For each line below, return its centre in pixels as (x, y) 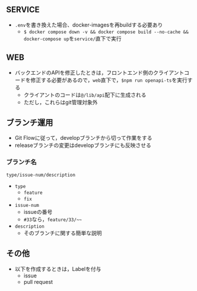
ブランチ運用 (30, 123)
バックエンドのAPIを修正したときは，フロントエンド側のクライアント (99, 72)
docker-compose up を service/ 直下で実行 (72, 39)
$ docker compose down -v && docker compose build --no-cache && (106, 32)
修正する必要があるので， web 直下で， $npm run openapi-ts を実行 (109, 80)
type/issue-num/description (41, 175)
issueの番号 (38, 212)
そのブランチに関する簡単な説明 (63, 233)
